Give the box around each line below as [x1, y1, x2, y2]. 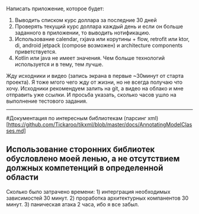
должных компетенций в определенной [6, 163, 163, 173]
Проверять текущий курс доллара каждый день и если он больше [14, 23, 184, 30]
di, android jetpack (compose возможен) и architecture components [14, 42, 183, 49]
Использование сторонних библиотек [6, 144, 155, 155]
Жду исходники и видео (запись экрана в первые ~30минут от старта [6, 73, 184, 79]
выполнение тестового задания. [6, 97, 88, 105]
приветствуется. [14, 48, 57, 55]
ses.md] [6, 127, 26, 134]
